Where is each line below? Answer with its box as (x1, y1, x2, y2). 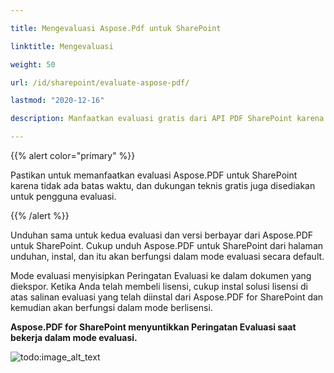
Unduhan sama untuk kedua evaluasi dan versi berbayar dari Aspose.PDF (10, 229, 314, 241)
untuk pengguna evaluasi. (10, 191, 117, 202)
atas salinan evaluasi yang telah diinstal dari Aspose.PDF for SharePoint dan (10, 291, 324, 303)
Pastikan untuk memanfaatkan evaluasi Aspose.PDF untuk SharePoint (10, 169, 298, 181)
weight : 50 (10, 59, 56, 70)
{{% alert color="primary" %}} (10, 150, 136, 161)
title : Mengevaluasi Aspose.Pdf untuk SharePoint (10, 23, 222, 33)
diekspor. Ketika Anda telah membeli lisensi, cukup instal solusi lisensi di (10, 281, 308, 292)
